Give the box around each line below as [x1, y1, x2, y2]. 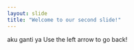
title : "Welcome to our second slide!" [7, 16, 122, 23]
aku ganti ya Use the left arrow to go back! [7, 35, 128, 43]
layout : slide [7, 10, 48, 17]
